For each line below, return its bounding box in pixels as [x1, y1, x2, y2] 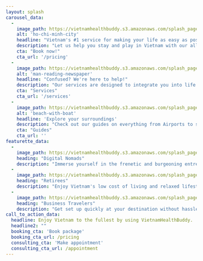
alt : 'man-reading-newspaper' [16, 71, 93, 77]
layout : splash [5, 8, 44, 15]
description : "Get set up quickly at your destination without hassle [16, 206, 199, 212]
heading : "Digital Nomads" [16, 155, 85, 161]
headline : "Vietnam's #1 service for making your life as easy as [16, 37, 188, 43]
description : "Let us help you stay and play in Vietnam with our [16, 43, 188, 49]
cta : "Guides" [16, 127, 52, 133]
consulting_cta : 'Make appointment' [11, 240, 104, 246]
